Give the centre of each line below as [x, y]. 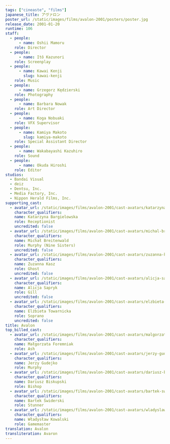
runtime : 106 [19, 29]
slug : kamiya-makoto [45, 137]
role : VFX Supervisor [37, 123]
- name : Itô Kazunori [41, 57]
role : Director [30, 48]
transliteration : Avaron [31, 433]
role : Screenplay [33, 62]
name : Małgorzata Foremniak [44, 344]
